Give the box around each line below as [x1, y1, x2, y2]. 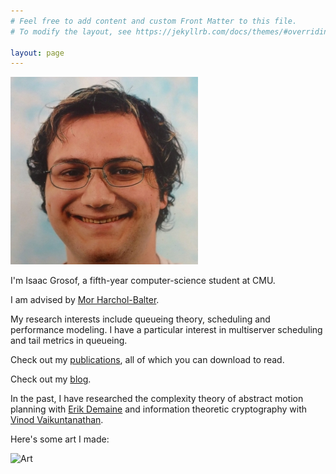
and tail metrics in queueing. [10, 335, 128, 347]
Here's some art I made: [10, 433, 110, 445]
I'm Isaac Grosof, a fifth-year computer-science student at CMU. [10, 275, 276, 287]
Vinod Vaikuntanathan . [10, 414, 104, 426]
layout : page [10, 48, 65, 58]
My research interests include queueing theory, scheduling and [10, 313, 271, 325]
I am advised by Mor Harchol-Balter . [10, 294, 160, 306]
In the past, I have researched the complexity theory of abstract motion [10, 393, 304, 405]
